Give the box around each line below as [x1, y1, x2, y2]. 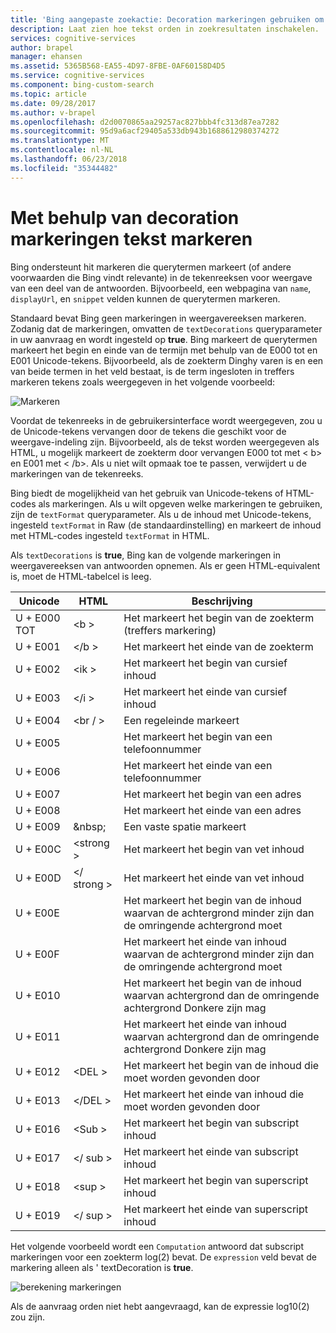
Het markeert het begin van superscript [123, 1173, 309, 1187]
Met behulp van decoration [10, 206, 240, 229]
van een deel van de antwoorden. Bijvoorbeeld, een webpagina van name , [10, 282, 312, 294]
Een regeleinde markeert [123, 713, 240, 727]
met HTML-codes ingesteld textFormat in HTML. [10, 529, 210, 541]
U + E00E [15, 906, 60, 920]
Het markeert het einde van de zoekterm [123, 639, 314, 653]
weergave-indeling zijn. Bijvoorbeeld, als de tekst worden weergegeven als [10, 436, 320, 448]
